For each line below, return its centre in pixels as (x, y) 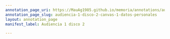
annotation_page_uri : (28, 10)
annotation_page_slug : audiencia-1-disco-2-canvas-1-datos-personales (81, 15)
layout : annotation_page (31, 19)
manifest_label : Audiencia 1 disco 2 (45, 24)
